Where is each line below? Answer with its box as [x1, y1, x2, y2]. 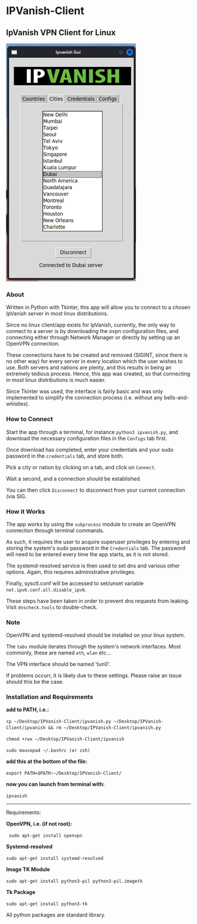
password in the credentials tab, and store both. [6, 452, 124, 459]
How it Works [6, 507, 45, 515]
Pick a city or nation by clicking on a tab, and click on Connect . [6, 463, 157, 471]
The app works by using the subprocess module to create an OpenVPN [6, 520, 176, 527]
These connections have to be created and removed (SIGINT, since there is [6, 351, 188, 359]
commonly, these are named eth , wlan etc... [6, 649, 111, 656]
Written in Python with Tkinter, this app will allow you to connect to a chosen [6, 304, 191, 311]
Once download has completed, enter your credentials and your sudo [6, 446, 174, 453]
